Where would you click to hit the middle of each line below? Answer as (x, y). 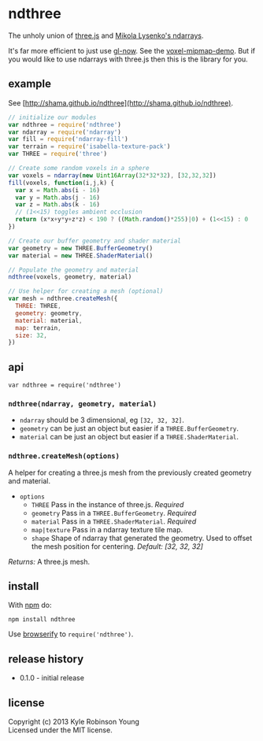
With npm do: (30, 605)
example (30, 84)
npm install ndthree (42, 620)
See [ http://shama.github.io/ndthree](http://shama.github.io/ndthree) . (121, 102)
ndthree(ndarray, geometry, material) (83, 404)
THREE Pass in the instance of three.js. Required (107, 504)
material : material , (49, 320)
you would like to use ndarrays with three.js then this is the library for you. (128, 59)
